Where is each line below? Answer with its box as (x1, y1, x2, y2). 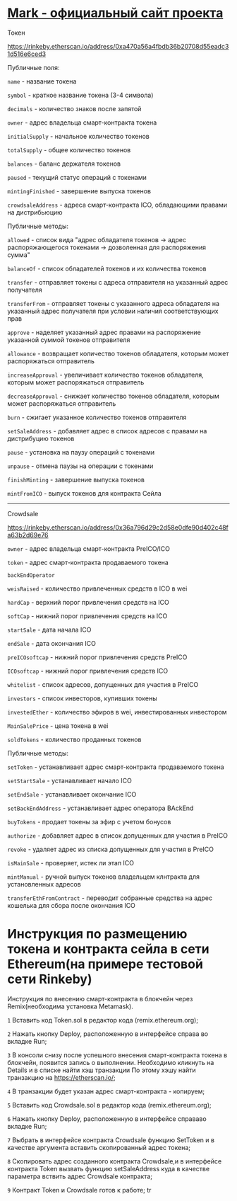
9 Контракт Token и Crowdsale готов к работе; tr (7, 1185, 152, 1194)
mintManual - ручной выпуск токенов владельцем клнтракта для (7, 872, 200, 881)
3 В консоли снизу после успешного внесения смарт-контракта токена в (7, 1050, 228, 1059)
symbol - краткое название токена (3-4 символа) (7, 91, 154, 99)
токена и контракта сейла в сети (7, 941, 209, 957)
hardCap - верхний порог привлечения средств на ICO (7, 598, 169, 606)
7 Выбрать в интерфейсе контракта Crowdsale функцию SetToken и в (7, 1135, 215, 1144)
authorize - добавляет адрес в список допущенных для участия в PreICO (7, 831, 228, 840)
